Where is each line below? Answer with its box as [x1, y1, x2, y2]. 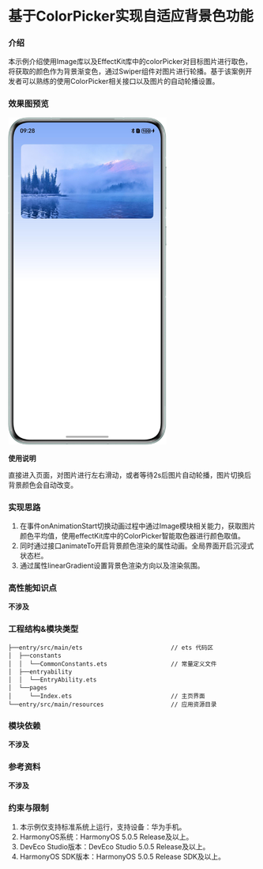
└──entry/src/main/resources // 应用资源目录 [8, 701, 217, 708]
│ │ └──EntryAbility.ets [8, 675, 97, 684]
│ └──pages [8, 683, 47, 692]
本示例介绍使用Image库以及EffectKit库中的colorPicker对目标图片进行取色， [8, 57, 253, 66]
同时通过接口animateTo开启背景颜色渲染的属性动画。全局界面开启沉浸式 [19, 541, 254, 550]
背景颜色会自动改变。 [8, 480, 77, 489]
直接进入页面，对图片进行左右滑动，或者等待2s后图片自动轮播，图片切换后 [8, 470, 251, 479]
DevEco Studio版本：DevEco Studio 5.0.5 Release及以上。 [19, 841, 210, 851]
